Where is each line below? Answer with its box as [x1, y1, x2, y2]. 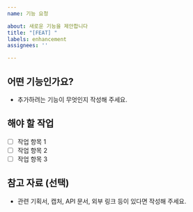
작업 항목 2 [17, 146, 47, 154]
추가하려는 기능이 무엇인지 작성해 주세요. [17, 95, 128, 104]
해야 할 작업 [7, 117, 54, 129]
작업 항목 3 [17, 154, 47, 163]
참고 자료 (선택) [7, 177, 70, 189]
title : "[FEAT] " [7, 29, 58, 36]
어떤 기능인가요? [7, 76, 74, 88]
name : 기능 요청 [7, 10, 49, 17]
